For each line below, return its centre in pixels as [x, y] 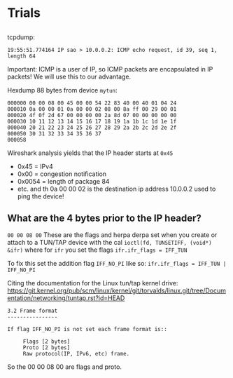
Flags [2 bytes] [47, 342]
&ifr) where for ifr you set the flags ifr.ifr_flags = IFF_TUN [97, 250]
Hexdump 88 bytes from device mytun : [62, 90]
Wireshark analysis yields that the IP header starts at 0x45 [90, 153]
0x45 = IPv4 [35, 166]
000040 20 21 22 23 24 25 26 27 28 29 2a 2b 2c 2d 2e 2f [92, 128]
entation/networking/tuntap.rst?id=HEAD [66, 298]
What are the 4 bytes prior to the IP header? [104, 218]
